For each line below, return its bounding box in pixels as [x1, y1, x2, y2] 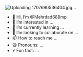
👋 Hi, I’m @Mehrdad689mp [12, 14, 67, 19]
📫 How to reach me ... [12, 35, 58, 41]
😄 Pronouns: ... [12, 42, 44, 48]
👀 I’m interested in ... [12, 19, 54, 25]
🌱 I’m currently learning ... [12, 24, 64, 30]
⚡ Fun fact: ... [12, 48, 39, 53]
